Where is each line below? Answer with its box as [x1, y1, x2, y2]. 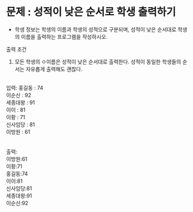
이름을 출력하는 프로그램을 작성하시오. [21, 33, 108, 40]
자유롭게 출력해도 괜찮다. [25, 65, 83, 72]
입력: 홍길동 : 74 [6, 84, 44, 91]
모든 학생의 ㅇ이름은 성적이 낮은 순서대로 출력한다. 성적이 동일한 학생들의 [14, 58, 181, 65]
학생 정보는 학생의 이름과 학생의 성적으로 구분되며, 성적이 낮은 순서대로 [14, 26, 177, 33]
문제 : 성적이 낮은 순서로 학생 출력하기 [6, 5, 177, 19]
